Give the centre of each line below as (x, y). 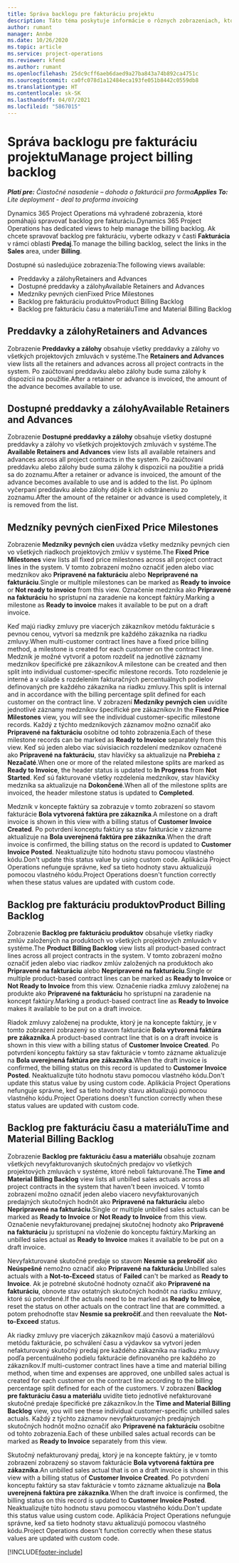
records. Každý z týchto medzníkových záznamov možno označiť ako (109, 725)
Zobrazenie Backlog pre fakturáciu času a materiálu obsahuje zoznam (111, 1156)
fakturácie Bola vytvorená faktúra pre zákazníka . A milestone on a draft (113, 814)
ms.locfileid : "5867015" (44, 107)
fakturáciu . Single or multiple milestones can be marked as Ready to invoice (119, 582)
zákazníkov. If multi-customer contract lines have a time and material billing (117, 1365)
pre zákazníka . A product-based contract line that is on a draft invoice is (113, 1037)
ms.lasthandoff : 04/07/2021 (49, 100)
